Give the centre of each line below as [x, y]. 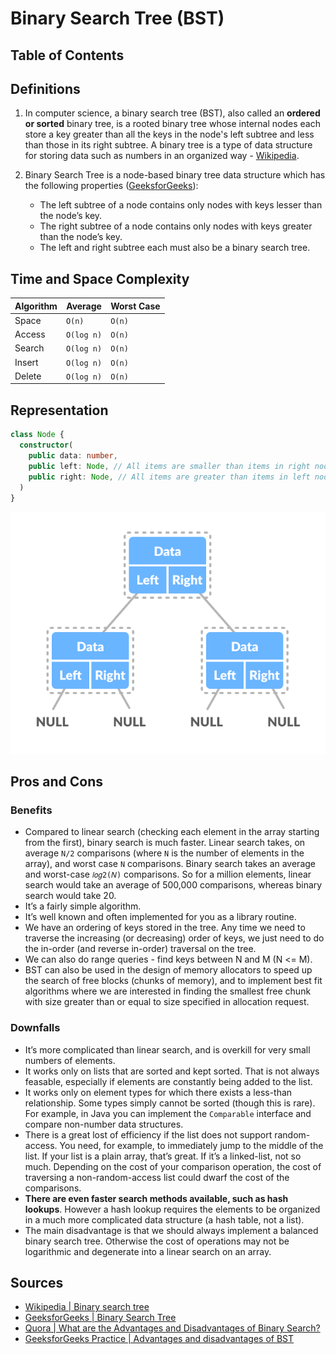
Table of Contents [67, 55]
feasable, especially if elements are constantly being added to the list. [168, 1081]
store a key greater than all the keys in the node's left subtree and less [169, 134]
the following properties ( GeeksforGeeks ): [111, 186]
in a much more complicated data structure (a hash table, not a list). [164, 1219]
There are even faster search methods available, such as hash [156, 1198]
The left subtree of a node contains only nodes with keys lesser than [181, 205]
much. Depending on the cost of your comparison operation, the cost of [173, 1166]
